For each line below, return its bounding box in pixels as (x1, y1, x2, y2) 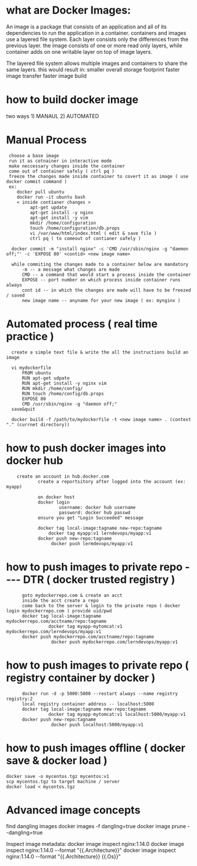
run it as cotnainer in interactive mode (8, 158, 112, 164)
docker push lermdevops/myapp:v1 (51, 540, 133, 547)
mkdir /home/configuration (29, 220, 96, 226)
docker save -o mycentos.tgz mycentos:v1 (6, 773, 110, 779)
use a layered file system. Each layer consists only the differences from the (6, 35, 189, 43)
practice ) (6, 330, 54, 343)
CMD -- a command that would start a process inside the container (21, 271, 192, 278)
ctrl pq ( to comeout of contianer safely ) (29, 235, 142, 241)
